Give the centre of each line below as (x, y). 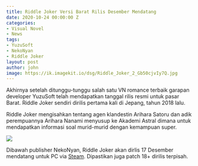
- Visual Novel (25, 28)
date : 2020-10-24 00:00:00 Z (42, 17)
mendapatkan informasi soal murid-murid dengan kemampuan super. (92, 127)
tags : (13, 40)
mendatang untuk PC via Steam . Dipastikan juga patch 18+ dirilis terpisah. (97, 156)
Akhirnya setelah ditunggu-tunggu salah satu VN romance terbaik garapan (98, 90)
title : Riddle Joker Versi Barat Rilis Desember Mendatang (81, 12)
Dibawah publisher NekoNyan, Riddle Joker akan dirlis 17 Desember (90, 150)
